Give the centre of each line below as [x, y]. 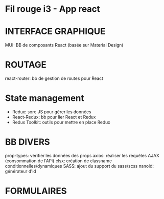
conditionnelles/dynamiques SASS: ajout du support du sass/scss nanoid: [80, 166]
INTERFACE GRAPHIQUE [55, 32]
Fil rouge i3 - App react [53, 9]
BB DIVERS [28, 142]
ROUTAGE [26, 65]
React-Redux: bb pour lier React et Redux [54, 117]
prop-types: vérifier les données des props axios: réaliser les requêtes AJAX [82, 155]
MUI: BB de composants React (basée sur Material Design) [64, 45]
